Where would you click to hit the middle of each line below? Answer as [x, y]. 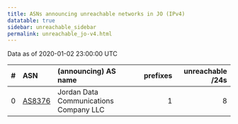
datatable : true [31, 21]
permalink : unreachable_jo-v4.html [60, 34]
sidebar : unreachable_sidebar [52, 27]
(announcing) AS [87, 72]
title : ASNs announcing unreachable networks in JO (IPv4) [96, 14]
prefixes [158, 76]
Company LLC [81, 110]
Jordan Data [78, 92]
